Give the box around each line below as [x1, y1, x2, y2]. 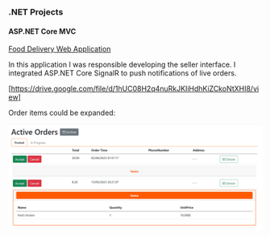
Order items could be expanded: [8, 108, 116, 118]
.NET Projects [8, 6, 64, 18]
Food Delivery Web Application [8, 44, 111, 54]
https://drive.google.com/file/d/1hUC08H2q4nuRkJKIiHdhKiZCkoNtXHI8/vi [10, 84, 260, 94]
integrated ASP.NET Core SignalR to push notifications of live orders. [8, 68, 237, 78]
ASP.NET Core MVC [8, 27, 77, 36]
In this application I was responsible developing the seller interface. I [8, 59, 236, 70]
